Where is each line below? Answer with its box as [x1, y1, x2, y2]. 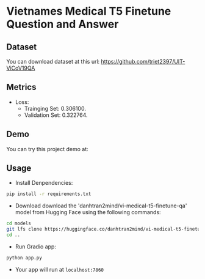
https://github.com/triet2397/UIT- [101, 58, 185, 65]
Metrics [6, 82, 37, 92]
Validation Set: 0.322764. [24, 111, 88, 119]
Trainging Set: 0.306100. [24, 105, 87, 112]
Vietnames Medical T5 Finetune [6, 4, 171, 18]
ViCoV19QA [6, 64, 35, 72]
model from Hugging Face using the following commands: [15, 209, 161, 216]
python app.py [6, 255, 43, 261]
